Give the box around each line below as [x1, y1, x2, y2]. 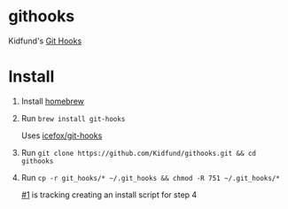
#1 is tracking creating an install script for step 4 [20, 189, 198, 200]
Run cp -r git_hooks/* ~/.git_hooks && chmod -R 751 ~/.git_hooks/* [20, 172, 280, 182]
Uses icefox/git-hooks [20, 130, 103, 141]
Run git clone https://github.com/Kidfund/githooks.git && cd [20, 147, 257, 158]
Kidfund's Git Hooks [8, 35, 82, 46]
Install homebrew [20, 96, 85, 106]
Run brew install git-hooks [20, 112, 126, 123]
